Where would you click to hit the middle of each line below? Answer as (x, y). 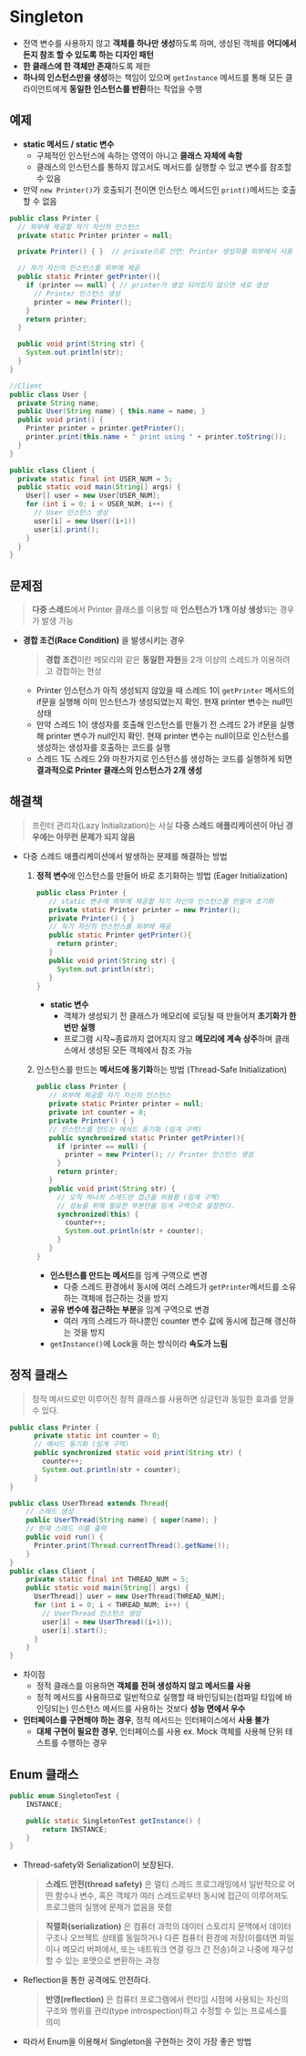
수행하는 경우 (84, 1743)
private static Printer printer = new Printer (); (145, 909)
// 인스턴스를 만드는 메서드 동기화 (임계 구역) (125, 1129)
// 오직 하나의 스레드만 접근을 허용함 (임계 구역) (138, 1197)
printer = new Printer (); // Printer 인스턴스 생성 (159, 1155)
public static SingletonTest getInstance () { (114, 1821)
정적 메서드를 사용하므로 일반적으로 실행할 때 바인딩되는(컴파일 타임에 (159, 1698)
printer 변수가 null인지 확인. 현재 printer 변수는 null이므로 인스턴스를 (168, 736)
